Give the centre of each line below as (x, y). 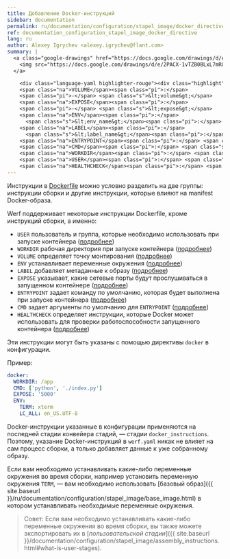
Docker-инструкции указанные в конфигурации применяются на (102, 427)
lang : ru (20, 39)
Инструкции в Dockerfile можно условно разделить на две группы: (105, 185)
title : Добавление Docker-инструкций (61, 13)
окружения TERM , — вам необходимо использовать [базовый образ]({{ (110, 484)
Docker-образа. (30, 200)
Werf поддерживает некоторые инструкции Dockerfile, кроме (97, 213)
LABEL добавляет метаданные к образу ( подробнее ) (92, 270)
